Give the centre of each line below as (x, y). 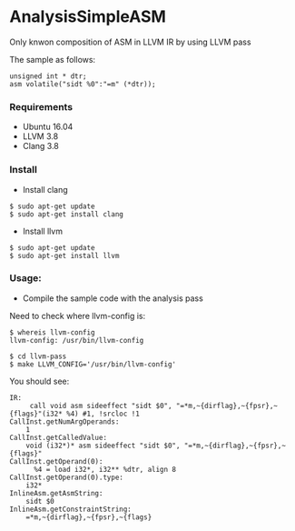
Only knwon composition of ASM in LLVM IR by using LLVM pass (130, 42)
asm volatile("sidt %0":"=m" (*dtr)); (83, 84)
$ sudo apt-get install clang (67, 214)
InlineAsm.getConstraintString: (70, 509)
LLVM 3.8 (40, 136)
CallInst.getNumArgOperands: (64, 421)
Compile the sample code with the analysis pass (113, 298)
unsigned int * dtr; (49, 76)
